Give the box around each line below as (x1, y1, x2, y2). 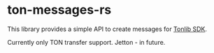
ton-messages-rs (7, 2, 112, 18)
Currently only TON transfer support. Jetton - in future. (7, 38, 166, 46)
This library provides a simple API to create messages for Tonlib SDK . (7, 25, 208, 33)
